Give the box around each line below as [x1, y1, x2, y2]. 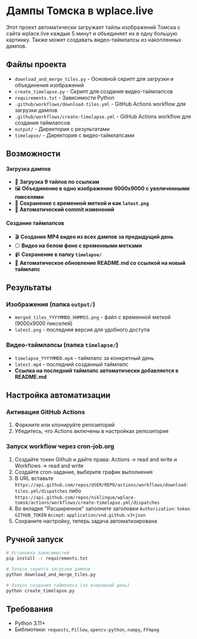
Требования [6, 604, 53, 614]
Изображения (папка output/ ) [6, 300, 95, 308]
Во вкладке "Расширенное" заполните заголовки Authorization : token [14, 504, 191, 512]
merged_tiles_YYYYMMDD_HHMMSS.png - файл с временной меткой [14, 314, 171, 321]
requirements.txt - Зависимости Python [14, 94, 115, 101]
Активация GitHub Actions [6, 408, 85, 416]
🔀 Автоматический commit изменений [14, 206, 115, 213]
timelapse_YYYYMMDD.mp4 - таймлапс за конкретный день [14, 354, 155, 361]
